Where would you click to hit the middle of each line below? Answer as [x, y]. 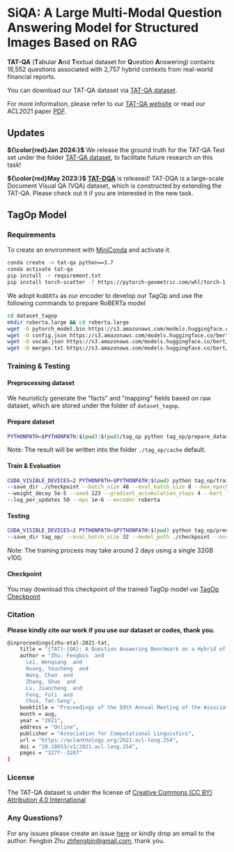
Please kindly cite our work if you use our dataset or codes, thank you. [111, 630]
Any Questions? [35, 818]
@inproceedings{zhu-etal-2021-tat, [59, 643]
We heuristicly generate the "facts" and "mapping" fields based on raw [109, 398]
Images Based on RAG [72, 43]
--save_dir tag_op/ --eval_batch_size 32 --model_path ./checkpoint [109, 537]
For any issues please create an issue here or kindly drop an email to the [111, 833]
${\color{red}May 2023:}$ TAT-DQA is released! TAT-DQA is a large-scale [116, 178]
